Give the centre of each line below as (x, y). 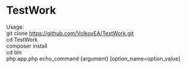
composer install (27, 46)
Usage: (15, 27)
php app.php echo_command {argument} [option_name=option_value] (93, 58)
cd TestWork (22, 39)
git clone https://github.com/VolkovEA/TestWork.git (70, 33)
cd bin (14, 52)
